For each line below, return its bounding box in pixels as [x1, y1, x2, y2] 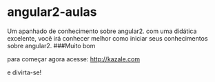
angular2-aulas [7, 4, 98, 20]
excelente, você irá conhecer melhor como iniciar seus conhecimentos [7, 34, 208, 42]
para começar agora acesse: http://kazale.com [7, 54, 141, 63]
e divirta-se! [7, 68, 42, 76]
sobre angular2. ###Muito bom [7, 41, 96, 50]
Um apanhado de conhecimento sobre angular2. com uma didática [7, 27, 197, 35]
